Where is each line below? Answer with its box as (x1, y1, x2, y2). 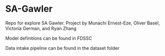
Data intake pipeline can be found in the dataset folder (5, 45, 120, 51)
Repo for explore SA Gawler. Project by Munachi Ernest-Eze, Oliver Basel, (5, 20, 160, 26)
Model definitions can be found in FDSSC (5, 35, 92, 41)
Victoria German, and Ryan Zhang (5, 25, 77, 31)
